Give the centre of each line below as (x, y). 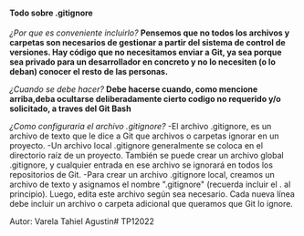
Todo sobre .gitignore (51, 13)
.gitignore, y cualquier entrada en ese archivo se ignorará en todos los (142, 165)
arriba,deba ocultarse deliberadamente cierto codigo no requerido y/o (145, 99)
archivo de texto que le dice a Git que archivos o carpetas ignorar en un (144, 136)
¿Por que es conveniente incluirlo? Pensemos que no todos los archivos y (150, 33)
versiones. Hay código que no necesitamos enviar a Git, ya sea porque (146, 52)
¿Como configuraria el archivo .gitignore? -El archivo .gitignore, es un (141, 127)
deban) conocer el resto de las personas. (89, 72)
